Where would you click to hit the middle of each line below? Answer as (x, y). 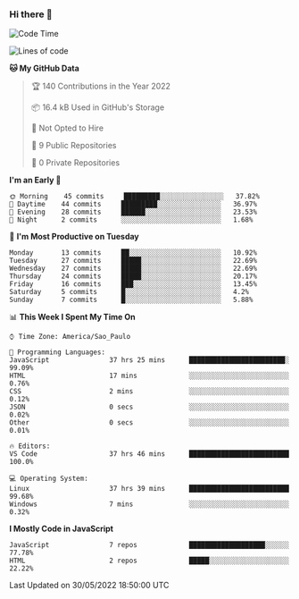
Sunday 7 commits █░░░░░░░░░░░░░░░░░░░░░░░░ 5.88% (131, 300)
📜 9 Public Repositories (74, 146)
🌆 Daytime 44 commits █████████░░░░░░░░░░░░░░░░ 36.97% (133, 205)
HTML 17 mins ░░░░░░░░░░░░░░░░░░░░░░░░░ (149, 376)
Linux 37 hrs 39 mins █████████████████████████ (149, 489)
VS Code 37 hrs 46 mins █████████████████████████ (149, 454)
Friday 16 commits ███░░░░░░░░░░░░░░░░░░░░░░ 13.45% (133, 284)
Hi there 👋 (31, 14)
